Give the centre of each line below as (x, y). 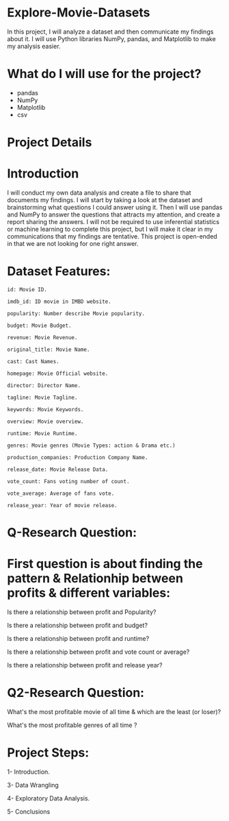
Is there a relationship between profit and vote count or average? (98, 652)
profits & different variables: (89, 593)
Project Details (50, 143)
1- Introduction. (28, 772)
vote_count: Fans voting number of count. (68, 481)
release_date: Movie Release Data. (58, 469)
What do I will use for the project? (104, 74)
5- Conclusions (29, 811)
